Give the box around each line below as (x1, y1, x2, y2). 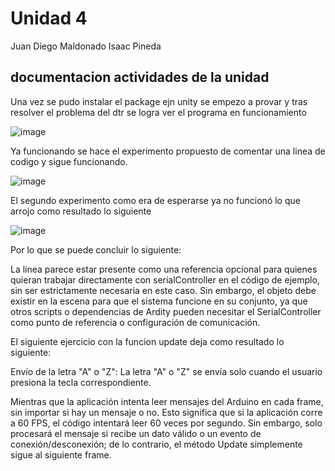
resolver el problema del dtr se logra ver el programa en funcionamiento (10, 106, 307, 118)
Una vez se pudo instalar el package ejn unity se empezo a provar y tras (10, 95, 308, 107)
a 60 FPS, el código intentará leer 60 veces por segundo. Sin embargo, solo (10, 417, 323, 429)
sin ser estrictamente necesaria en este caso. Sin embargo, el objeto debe (10, 284, 317, 296)
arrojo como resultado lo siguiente (10, 205, 152, 217)
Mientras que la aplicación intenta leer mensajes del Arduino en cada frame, (10, 395, 324, 407)
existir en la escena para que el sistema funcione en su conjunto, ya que (10, 295, 308, 307)
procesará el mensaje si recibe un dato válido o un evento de (10, 427, 262, 439)
